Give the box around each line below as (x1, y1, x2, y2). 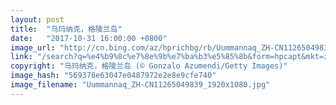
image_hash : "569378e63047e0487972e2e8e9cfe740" (10, 71, 217, 81)
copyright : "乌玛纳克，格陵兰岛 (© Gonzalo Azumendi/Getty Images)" (10, 61, 288, 71)
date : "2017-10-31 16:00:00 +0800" (10, 33, 168, 43)
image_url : (10, 42, 56, 53)
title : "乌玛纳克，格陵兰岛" (10, 24, 123, 34)
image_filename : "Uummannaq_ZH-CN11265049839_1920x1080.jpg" (10, 80, 271, 90)
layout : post (10, 14, 65, 25)
